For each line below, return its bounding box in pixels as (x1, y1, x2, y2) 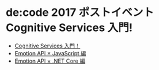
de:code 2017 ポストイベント (6, 5, 154, 19)
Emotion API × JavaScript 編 (14, 49, 87, 57)
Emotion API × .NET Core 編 (14, 57, 85, 65)
